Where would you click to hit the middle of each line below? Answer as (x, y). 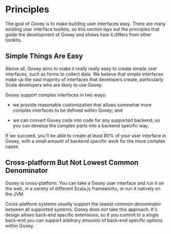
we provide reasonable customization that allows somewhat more (82, 105)
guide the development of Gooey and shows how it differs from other (78, 34)
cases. (12, 146)
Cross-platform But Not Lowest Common (72, 163)
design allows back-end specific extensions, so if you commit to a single (82, 215)
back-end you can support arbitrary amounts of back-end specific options (84, 220)
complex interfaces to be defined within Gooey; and (68, 110)
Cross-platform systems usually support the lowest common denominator (83, 204)
